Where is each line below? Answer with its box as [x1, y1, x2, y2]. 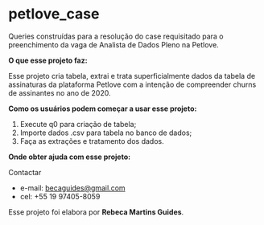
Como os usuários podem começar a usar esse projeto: [8, 104, 197, 113]
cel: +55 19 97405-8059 [19, 191, 101, 201]
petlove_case [8, 5, 100, 23]
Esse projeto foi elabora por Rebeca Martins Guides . [8, 207, 184, 217]
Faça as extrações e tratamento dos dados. [19, 136, 164, 145]
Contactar [8, 167, 42, 177]
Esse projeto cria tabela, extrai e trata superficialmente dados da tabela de [8, 71, 256, 80]
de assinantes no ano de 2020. [8, 88, 111, 97]
